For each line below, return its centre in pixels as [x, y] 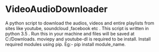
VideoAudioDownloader [57, 9]
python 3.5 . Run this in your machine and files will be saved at [70, 33]
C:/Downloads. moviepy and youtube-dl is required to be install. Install [78, 39]
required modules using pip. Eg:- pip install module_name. [65, 44]
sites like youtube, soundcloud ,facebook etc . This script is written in [77, 28]
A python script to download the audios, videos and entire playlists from [80, 23]
